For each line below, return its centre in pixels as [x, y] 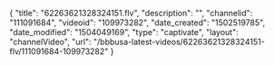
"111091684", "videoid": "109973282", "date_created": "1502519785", [137, 23]
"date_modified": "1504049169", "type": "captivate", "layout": [124, 32]
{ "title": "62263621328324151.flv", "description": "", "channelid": [131, 13]
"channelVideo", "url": [51, 42]
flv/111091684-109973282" [59, 51]
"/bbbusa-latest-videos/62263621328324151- [179, 42]
